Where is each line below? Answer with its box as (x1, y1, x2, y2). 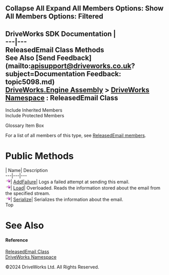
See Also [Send (5, 53, 55, 62)
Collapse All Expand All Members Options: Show (5, 4, 164, 13)
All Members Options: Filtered (5, 12, 104, 21)
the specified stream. (5, 191, 50, 197)
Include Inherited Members (5, 107, 63, 113)
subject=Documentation (5, 69, 86, 78)
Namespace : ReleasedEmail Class (5, 93, 118, 102)
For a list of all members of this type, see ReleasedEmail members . (5, 133, 146, 139)
